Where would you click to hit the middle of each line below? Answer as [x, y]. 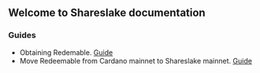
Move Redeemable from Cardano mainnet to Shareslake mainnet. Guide [136, 60]
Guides [22, 35]
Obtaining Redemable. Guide [66, 52]
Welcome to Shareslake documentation [107, 13]
